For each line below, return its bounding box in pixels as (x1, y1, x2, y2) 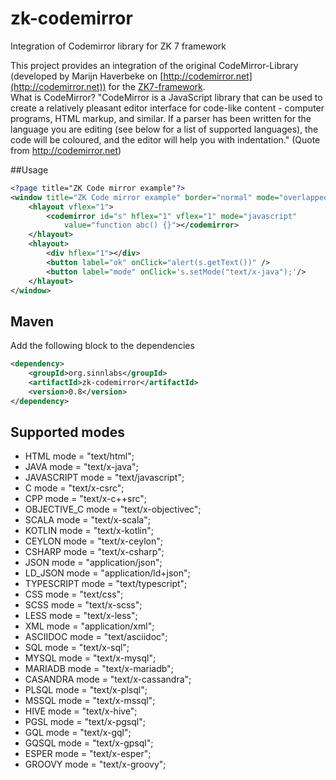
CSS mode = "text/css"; (24, 588, 124, 601)
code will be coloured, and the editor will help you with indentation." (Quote (10, 133, 321, 146)
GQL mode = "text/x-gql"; (24, 727, 132, 739)
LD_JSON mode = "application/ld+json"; (24, 567, 191, 579)
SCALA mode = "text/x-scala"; (24, 514, 151, 526)
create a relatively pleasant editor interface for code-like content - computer (10, 102, 325, 114)
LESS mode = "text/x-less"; (24, 610, 138, 622)
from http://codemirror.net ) (10, 144, 122, 156)
